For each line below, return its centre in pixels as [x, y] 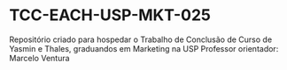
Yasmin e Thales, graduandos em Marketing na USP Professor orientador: [144, 48]
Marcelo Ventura [39, 58]
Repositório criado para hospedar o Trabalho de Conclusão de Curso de [141, 39]
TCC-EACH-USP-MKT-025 [110, 15]
